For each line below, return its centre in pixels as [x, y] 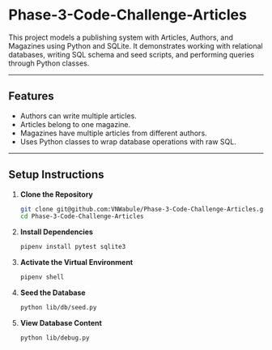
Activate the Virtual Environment [76, 262]
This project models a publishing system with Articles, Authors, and [121, 37]
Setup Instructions [56, 175]
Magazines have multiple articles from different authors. [114, 133]
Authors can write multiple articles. [79, 116]
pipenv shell [42, 277]
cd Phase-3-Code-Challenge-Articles [82, 216]
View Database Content [61, 322]
